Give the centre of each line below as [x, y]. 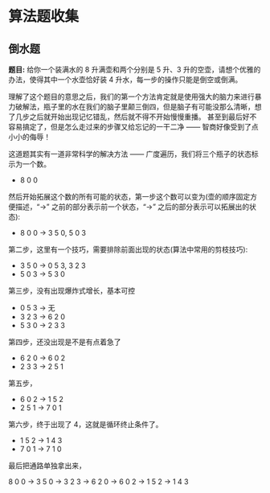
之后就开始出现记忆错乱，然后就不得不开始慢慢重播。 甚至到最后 [136, 117]
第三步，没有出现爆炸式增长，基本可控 [72, 291]
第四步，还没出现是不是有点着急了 [65, 342]
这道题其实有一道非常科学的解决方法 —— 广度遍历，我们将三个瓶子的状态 [130, 154]
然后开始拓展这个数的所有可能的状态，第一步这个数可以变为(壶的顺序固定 [129, 197]
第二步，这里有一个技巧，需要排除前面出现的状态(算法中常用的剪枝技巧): [128, 249]
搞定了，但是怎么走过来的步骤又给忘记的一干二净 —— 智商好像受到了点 [140, 127]
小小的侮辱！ [29, 137]
